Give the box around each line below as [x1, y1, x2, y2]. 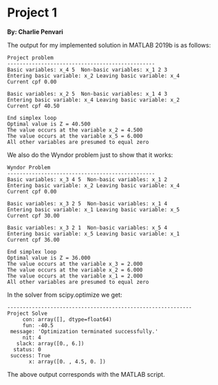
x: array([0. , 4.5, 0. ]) [28, 358, 107, 365]
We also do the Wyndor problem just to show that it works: [7, 150, 173, 159]
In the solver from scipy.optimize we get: [7, 291, 122, 299]
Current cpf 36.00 [7, 236, 60, 243]
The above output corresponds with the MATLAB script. [7, 370, 165, 378]
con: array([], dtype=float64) [22, 315, 112, 323]
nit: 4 [22, 334, 41, 341]
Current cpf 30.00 [7, 212, 60, 219]
